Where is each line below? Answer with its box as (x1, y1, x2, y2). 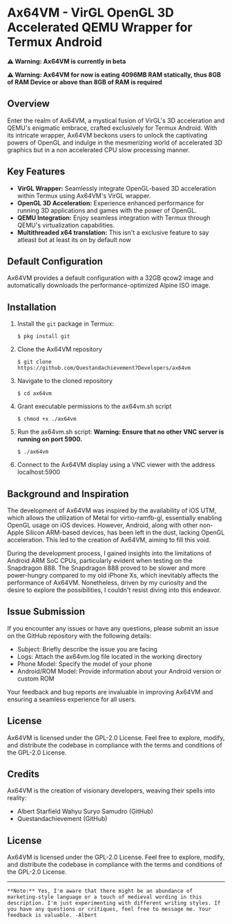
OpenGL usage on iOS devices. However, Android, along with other (7, 521, 198, 529)
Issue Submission (7, 606, 86, 618)
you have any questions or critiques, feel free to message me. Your (7, 906, 212, 913)
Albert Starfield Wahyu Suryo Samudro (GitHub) (17, 807, 154, 815)
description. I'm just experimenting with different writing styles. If (7, 900, 221, 907)
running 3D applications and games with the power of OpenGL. (17, 206, 197, 214)
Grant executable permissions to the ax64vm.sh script (17, 403, 172, 411)
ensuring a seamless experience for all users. (7, 695, 137, 703)
